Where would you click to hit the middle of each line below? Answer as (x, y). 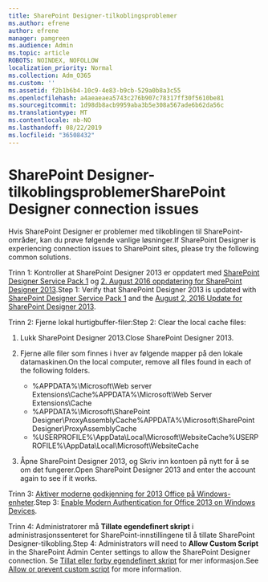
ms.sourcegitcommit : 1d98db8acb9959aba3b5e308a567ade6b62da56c (116, 105)
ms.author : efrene (39, 23)
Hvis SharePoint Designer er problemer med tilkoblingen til (105, 231)
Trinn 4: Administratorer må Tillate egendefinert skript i (101, 526)
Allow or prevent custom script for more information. (95, 569)
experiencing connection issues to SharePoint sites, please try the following (134, 248)
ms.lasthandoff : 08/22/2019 (55, 128)
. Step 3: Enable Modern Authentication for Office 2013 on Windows (144, 502)
